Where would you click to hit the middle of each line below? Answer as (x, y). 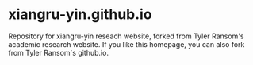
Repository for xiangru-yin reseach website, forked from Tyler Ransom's (126, 36)
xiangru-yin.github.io (80, 14)
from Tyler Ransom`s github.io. (59, 52)
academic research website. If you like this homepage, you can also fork (126, 44)
